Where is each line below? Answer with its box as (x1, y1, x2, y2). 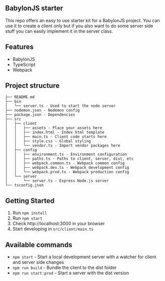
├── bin (5, 99, 22, 104)
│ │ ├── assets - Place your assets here (5, 125, 102, 130)
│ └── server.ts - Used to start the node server (5, 103, 116, 109)
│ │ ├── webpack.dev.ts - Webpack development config (5, 165, 129, 170)
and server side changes (12, 259, 64, 265)
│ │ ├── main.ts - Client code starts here (5, 134, 107, 139)
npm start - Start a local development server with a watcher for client (12, 254, 156, 260)
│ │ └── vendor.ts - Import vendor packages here (5, 143, 121, 148)
